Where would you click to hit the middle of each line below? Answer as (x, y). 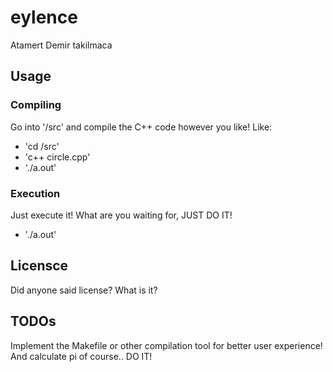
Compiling (36, 105)
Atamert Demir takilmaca (61, 45)
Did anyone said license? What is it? (84, 290)
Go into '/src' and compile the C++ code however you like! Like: (141, 127)
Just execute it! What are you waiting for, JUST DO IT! (121, 215)
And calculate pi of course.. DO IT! (81, 356)
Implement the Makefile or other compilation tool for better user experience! (166, 345)
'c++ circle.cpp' (57, 157)
